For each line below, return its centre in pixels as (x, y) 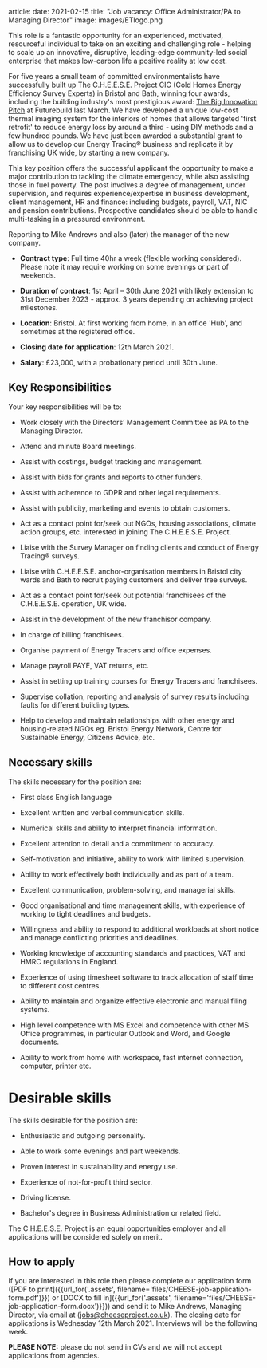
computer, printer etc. (55, 1066)
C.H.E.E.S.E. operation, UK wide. (73, 603)
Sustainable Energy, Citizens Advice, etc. (87, 737)
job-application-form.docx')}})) (59, 1307)
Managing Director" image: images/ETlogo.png (86, 20)
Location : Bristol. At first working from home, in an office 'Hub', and (131, 323)
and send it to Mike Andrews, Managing (177, 1307)
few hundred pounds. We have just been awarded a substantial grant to (126, 136)
